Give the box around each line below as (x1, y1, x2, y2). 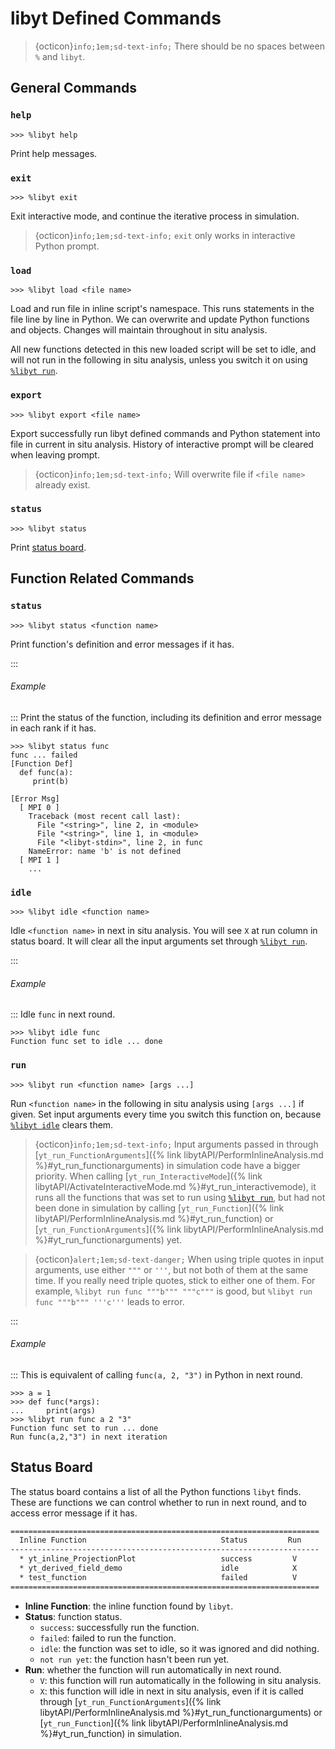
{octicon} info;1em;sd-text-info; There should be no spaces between (34, 40, 325, 52)
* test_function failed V (19, 1572, 298, 1582)
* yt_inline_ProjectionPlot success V (19, 1554, 298, 1564)
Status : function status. (24, 1610, 123, 1622)
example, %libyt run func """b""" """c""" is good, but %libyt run (34, 1285, 313, 1297)
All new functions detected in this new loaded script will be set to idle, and (10, 343, 317, 356)
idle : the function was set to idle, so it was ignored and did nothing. (39, 1642, 320, 1654)
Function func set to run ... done (10, 1423, 159, 1433)
